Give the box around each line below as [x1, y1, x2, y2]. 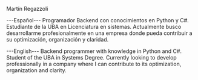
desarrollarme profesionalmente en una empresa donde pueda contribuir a [6, 29, 193, 37]
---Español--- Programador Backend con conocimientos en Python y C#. [6, 17, 189, 23]
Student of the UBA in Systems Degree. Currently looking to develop [6, 54, 177, 61]
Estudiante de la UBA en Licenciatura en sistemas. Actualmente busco [6, 23, 182, 30]
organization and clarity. [6, 67, 67, 74]
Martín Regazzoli [6, 5, 48, 12]
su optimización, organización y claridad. [6, 36, 109, 43]
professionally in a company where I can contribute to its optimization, [6, 60, 182, 67]
